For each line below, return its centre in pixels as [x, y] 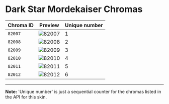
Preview [49, 25]
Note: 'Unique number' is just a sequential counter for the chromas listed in [83, 91]
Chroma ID [21, 25]
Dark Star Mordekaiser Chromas [74, 9]
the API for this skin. [26, 97]
